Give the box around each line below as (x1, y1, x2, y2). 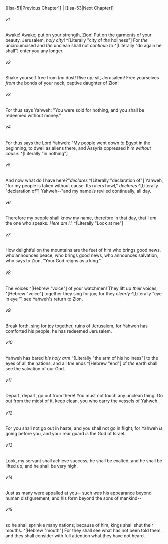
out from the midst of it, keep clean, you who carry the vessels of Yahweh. (5, 398, 159, 404)
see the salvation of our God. (5, 366, 65, 372)
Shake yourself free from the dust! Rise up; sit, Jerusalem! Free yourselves (5, 75, 159, 81)
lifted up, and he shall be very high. (5, 463, 78, 469)
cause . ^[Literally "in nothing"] (5, 150, 68, 156)
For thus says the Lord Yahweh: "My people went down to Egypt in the (5, 140, 151, 146)
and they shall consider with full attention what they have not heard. (5, 533, 145, 539)
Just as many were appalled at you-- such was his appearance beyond (5, 490, 152, 496)
